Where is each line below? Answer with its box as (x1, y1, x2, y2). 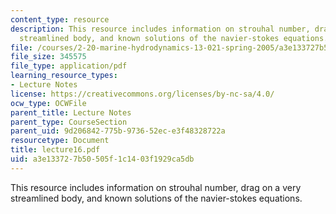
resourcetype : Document (10, 136, 110, 146)
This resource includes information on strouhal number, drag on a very (10, 181, 302, 193)
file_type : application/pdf (10, 61, 128, 71)
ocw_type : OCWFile (10, 98, 87, 108)
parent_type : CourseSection (10, 117, 128, 127)
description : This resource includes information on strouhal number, (10, 24, 311, 34)
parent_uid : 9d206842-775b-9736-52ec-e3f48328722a (10, 126, 226, 136)
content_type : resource (10, 14, 110, 25)
